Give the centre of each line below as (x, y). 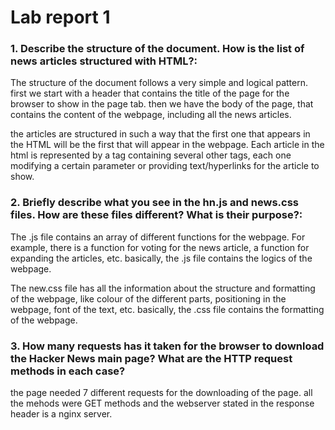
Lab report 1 (60, 17)
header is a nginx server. (61, 414)
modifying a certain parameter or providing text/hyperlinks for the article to (165, 166)
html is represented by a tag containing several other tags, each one (151, 155)
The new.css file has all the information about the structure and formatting (163, 288)
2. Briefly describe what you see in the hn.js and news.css (154, 203)
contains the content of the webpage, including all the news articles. (151, 115)
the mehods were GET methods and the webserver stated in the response (162, 403)
